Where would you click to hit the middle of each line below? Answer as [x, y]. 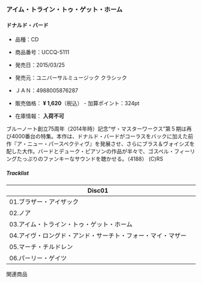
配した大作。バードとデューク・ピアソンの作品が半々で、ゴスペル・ [90, 151]
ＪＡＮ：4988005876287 [46, 91]
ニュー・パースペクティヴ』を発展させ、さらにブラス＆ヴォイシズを [111, 144]
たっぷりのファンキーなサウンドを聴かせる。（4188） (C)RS [90, 159]
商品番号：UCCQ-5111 [42, 52]
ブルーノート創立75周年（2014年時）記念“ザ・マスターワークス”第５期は [96, 129]
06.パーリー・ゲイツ [38, 258]
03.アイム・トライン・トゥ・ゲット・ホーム [71, 225]
